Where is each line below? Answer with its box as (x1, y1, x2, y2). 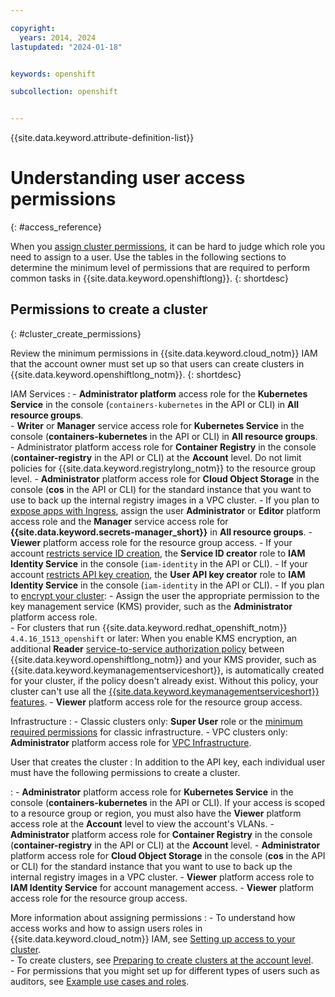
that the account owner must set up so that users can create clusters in (10, 357, 305, 370)
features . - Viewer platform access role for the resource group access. (10, 696, 303, 708)
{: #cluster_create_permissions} (10, 327, 142, 340)
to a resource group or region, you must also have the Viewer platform (10, 807, 302, 819)
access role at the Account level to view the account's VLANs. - (10, 817, 275, 830)
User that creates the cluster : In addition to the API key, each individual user (10, 756, 326, 768)
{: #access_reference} (10, 221, 103, 233)
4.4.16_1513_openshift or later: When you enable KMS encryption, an (10, 632, 298, 644)
